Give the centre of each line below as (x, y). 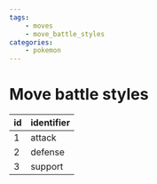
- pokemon (43, 51)
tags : (19, 17)
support (47, 167)
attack (43, 138)
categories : (31, 42)
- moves (39, 26)
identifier (51, 123)
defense (47, 152)
